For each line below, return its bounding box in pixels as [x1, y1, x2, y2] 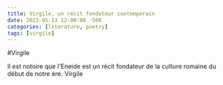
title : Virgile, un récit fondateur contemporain [7, 10, 156, 17]
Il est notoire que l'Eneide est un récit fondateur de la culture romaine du [7, 62, 217, 70]
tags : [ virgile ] [7, 29, 55, 37]
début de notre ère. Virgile [7, 70, 83, 78]
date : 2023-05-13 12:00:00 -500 [7, 17, 102, 24]
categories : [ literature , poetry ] [7, 23, 109, 30]
